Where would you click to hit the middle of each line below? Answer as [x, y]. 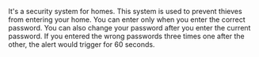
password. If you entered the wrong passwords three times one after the [126, 36]
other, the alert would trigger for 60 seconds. [82, 45]
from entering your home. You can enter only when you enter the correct [127, 20]
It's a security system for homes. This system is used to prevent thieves [126, 11]
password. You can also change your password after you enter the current [129, 28]
